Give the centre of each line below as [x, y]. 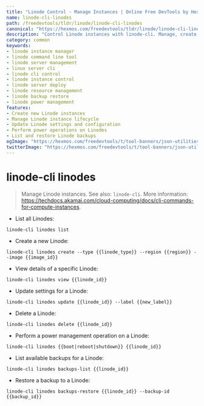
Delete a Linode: [36, 313]
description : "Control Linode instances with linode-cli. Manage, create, [103, 35]
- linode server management [42, 62]
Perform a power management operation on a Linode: [82, 335]
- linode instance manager [40, 52]
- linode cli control [34, 74]
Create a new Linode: [42, 241]
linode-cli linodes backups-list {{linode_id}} [68, 369]
